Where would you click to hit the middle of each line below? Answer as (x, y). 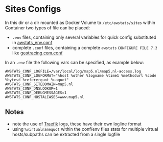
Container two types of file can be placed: (47, 27)
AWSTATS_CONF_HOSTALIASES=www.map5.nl (45, 97)
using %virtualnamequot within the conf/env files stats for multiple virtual (85, 129)
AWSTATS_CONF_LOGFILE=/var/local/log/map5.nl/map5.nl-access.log (73, 71)
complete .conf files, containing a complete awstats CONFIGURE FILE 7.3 (85, 47)
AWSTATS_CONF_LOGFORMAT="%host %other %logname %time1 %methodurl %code (81, 75)
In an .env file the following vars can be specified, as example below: (75, 62)
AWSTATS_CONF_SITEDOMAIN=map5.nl (39, 84)
